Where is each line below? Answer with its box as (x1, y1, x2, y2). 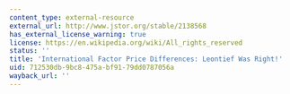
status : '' (9, 47, 50, 56)
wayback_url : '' (9, 72, 70, 81)
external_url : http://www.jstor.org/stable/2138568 (9, 21, 207, 30)
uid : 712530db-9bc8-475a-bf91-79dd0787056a (9, 64, 175, 73)
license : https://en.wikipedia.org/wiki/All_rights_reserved (9, 38, 243, 47)
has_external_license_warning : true (9, 30, 146, 38)
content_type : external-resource (9, 13, 135, 22)
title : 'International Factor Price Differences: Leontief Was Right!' (9, 55, 283, 64)
